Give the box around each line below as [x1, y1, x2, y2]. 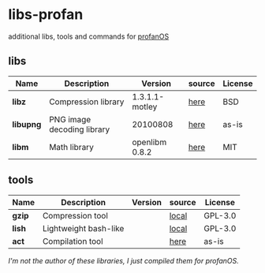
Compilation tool [42, 235, 104, 246]
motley [132, 101, 158, 112]
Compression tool [42, 210, 109, 221]
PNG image [48, 114, 91, 125]
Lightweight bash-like [42, 223, 125, 234]
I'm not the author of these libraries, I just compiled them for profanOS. [8, 256, 239, 265]
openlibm [132, 136, 167, 148]
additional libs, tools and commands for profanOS [8, 32, 170, 41]
